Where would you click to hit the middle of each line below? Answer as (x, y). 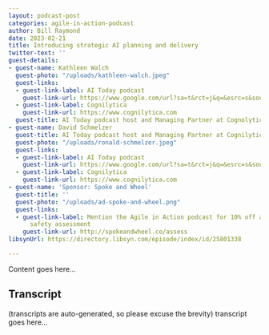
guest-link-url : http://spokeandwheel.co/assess (105, 232)
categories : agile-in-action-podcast (71, 23)
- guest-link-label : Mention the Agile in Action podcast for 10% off (136, 217)
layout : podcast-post (44, 16)
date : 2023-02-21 (37, 38)
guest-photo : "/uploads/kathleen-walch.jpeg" (93, 75)
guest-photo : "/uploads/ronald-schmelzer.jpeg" (96, 142)
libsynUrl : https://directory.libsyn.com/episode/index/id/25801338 (125, 240)
